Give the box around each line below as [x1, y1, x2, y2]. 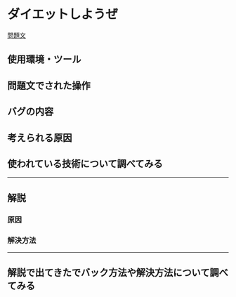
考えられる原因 [7, 131, 72, 144]
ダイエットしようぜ [7, 6, 118, 22]
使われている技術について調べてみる [7, 157, 163, 169]
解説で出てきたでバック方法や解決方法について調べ [7, 267, 228, 279]
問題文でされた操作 [7, 79, 91, 91]
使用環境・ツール [7, 53, 81, 65]
